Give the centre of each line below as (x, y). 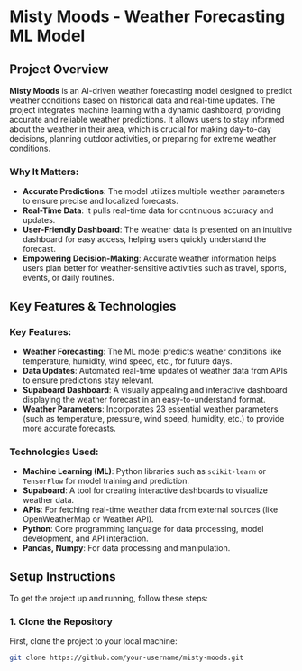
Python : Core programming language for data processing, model (143, 529)
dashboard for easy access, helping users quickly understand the (144, 239)
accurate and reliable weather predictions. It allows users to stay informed (147, 120)
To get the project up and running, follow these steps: (109, 599)
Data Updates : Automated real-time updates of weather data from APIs (155, 370)
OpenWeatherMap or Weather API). (88, 519)
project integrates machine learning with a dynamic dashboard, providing (145, 110)
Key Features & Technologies (93, 306)
